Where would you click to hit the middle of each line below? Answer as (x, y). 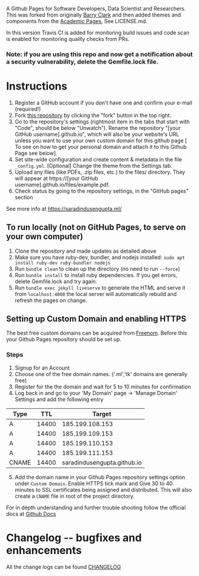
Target (102, 413)
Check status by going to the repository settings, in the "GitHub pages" (102, 191)
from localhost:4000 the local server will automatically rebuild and (96, 294)
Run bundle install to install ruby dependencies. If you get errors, (96, 275)
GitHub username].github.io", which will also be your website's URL (97, 134)
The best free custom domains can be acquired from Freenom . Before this (97, 333)
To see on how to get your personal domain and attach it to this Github (101, 147)
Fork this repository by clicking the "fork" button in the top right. (93, 115)
